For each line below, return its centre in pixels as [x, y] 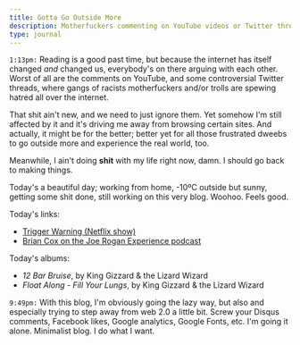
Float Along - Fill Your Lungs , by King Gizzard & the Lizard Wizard [143, 285]
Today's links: [35, 215]
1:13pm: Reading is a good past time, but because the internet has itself [141, 60]
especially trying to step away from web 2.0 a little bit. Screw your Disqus [144, 312]
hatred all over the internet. [59, 97]
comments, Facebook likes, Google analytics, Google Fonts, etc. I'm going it [149, 322]
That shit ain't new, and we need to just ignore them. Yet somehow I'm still [146, 115]
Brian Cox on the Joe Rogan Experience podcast [112, 241]
